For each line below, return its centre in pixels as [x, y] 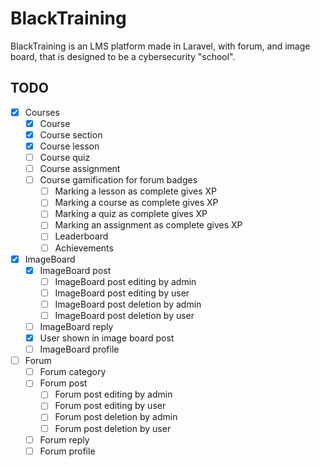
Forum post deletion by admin [116, 417]
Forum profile [67, 451]
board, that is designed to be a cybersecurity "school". [123, 56]
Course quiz [65, 157]
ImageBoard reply [76, 326]
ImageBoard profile [79, 349]
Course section [71, 134]
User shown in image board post [107, 338]
